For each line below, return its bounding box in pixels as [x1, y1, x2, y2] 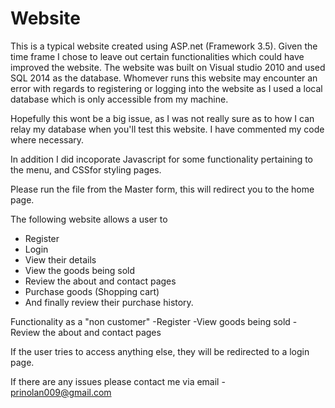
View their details [24, 253, 97, 266]
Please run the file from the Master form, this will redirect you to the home [10, 183, 315, 195]
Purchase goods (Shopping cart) [24, 285, 160, 297]
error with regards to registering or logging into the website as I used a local [10, 82, 323, 94]
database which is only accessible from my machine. [10, 93, 229, 105]
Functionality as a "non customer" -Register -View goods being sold [10, 315, 291, 327]
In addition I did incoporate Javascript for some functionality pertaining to [10, 153, 313, 165]
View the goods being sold [24, 264, 136, 276]
